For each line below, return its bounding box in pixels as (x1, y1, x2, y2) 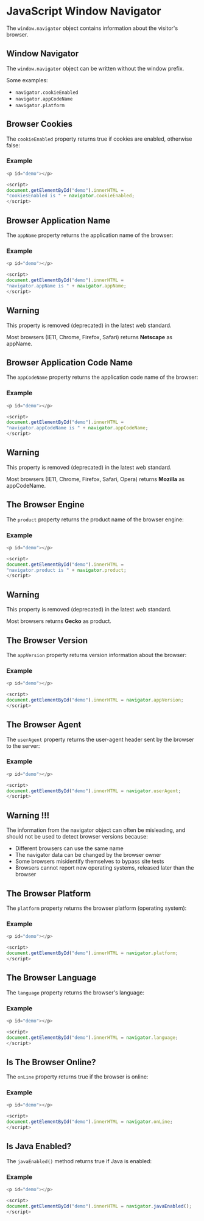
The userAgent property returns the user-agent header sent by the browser (6, 736, 194, 743)
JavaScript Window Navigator (6, 4, 161, 18)
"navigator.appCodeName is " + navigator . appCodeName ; (6, 425, 149, 431)
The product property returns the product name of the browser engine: (6, 516, 184, 523)
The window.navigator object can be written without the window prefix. (6, 65, 185, 72)
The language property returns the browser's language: (6, 988, 145, 996)
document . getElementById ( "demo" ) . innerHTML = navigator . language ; (6, 1034, 178, 1041)
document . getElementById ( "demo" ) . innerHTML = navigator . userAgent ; (6, 787, 181, 794)
